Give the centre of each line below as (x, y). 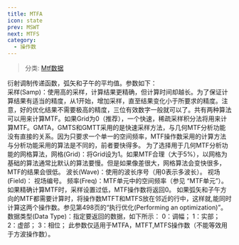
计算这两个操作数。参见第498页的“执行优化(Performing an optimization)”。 (117, 207)
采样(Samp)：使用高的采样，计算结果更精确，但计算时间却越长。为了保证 (115, 92)
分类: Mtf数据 (44, 68)
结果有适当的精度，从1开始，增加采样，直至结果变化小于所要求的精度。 (117, 101)
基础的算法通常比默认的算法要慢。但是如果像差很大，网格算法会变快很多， (116, 163)
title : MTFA (25, 14)
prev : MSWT (23, 27)
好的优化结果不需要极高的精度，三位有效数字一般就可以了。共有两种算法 (126, 110)
